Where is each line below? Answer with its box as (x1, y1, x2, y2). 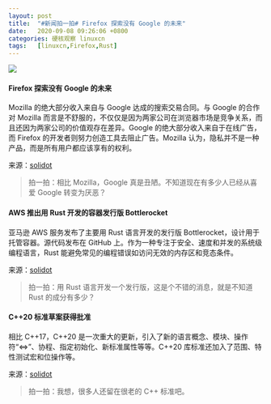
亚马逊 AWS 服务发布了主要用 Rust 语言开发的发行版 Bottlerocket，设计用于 (8, 228, 260, 237)
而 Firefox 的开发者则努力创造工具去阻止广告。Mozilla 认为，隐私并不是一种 (8, 133, 260, 142)
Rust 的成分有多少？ (28, 292, 95, 302)
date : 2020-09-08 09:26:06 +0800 (8, 27, 129, 35)
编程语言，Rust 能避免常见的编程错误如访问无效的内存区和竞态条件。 (8, 248, 239, 257)
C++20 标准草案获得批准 (8, 313, 91, 322)
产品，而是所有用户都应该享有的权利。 (8, 143, 136, 153)
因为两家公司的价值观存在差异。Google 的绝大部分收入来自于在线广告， (22, 123, 261, 133)
